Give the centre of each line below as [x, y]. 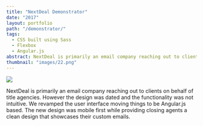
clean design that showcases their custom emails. [69, 116]
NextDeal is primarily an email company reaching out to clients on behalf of [100, 90]
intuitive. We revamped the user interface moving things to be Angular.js [96, 104]
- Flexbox [24, 46]
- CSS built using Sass [41, 40]
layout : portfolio [29, 23]
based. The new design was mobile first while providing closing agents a [97, 110]
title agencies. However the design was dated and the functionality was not [100, 97]
